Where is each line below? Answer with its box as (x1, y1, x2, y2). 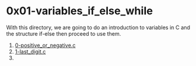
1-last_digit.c (14, 48, 46, 55)
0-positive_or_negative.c (14, 42, 76, 49)
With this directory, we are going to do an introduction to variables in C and (6, 24, 191, 31)
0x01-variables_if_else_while (6, 4, 153, 18)
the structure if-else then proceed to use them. (6, 30, 122, 37)
